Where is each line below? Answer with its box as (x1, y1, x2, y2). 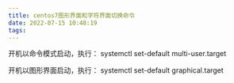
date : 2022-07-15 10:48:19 (8, 19, 98, 27)
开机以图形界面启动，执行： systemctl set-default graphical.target (8, 66, 224, 75)
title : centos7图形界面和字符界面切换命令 (8, 11, 135, 20)
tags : (8, 26, 26, 34)
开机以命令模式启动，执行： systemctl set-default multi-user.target (8, 49, 227, 58)
